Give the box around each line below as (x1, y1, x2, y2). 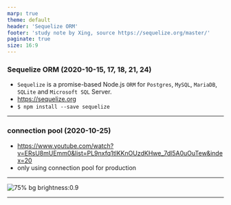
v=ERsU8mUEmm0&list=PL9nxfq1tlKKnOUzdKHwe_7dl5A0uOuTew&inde (16, 149, 223, 157)
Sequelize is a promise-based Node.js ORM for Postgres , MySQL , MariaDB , (16, 80, 218, 89)
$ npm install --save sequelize (16, 104, 110, 111)
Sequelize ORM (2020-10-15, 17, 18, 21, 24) (7, 65, 152, 74)
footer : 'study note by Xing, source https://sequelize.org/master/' (7, 29, 211, 36)
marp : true (7, 10, 38, 17)
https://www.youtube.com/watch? (16, 142, 114, 150)
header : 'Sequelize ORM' (7, 23, 78, 30)
